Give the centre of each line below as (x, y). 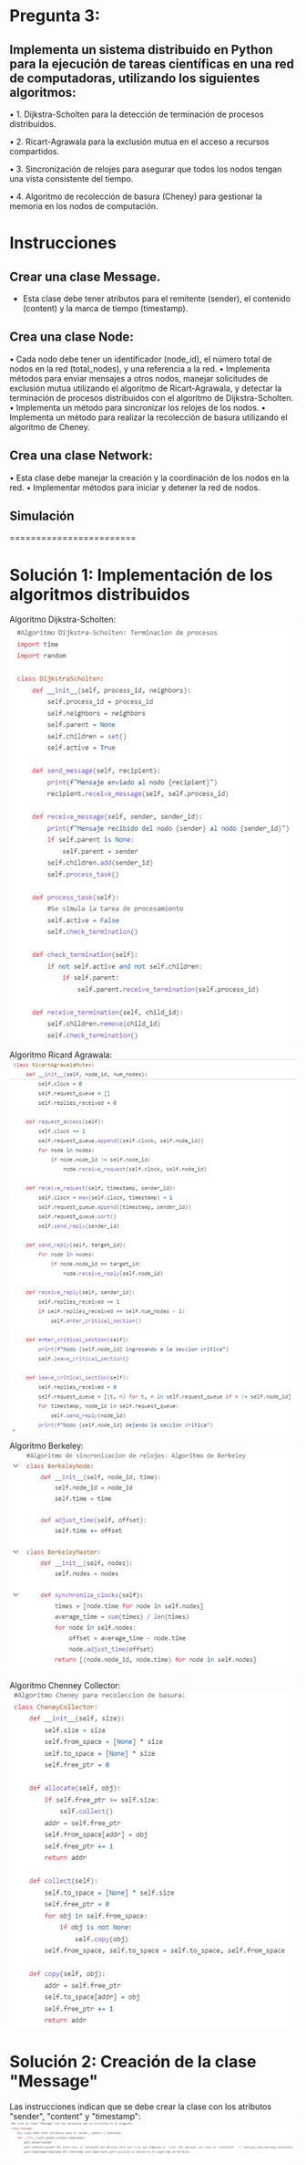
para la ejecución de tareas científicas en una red (152, 63)
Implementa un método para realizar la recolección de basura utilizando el (149, 417)
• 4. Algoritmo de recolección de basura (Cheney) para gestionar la (136, 196)
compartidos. (35, 151)
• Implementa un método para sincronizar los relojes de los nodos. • (138, 407)
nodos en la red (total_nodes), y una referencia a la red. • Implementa (140, 368)
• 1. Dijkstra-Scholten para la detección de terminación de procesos (137, 114)
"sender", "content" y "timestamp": (75, 2116)
